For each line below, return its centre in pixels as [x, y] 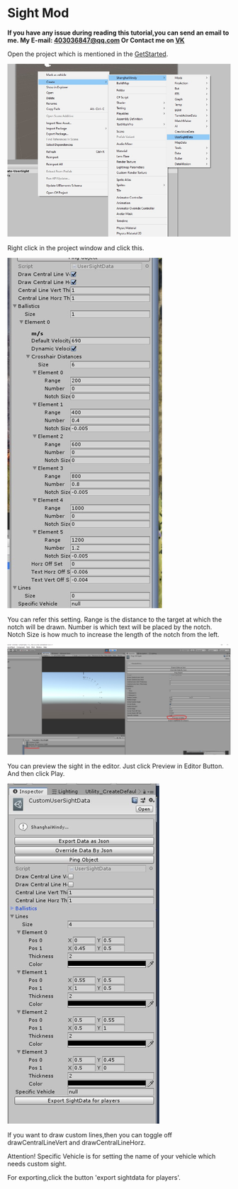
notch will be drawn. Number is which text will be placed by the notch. [110, 627]
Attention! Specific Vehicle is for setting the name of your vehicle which [112, 1156]
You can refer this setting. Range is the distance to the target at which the [115, 619]
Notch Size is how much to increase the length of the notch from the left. [113, 634]
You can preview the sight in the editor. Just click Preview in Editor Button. [116, 766]
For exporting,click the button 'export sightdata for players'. [94, 1177]
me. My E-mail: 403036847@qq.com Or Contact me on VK [96, 40]
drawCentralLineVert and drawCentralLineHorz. [77, 1142]
